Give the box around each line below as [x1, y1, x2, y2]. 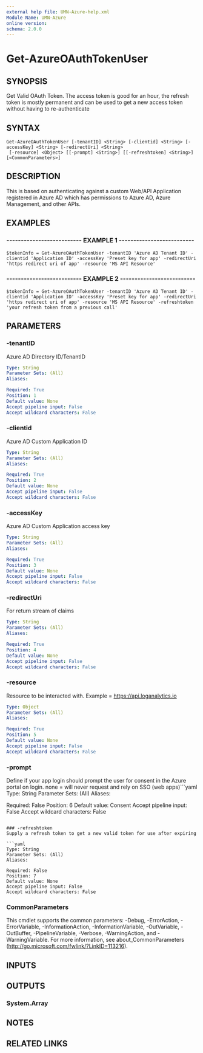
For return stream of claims [6, 607, 75, 614]
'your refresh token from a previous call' [6, 304, 118, 310]
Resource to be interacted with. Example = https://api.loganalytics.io [6, 692, 177, 699]
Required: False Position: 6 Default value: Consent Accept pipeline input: [6, 801, 187, 809]
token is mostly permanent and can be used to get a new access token [6, 98, 183, 106]
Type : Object [6, 704, 39, 710]
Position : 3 [6, 562, 36, 568]
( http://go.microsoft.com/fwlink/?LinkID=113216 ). [6, 942, 128, 950]
